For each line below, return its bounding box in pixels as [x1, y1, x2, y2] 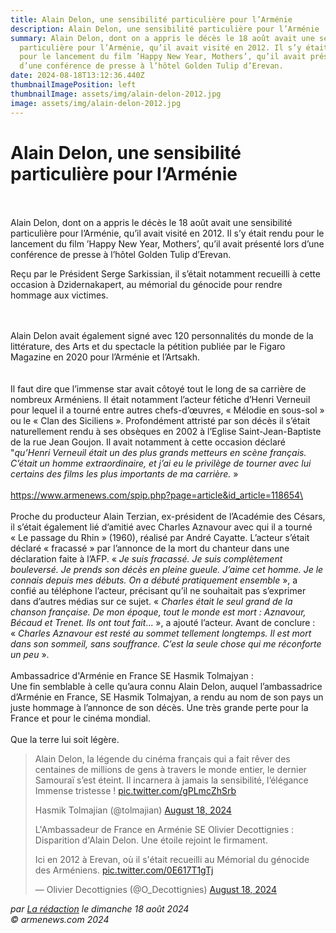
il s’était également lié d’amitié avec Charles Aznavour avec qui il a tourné [10, 521, 313, 533]
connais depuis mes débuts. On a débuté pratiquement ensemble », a [10, 574, 298, 586]
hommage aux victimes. [10, 289, 109, 301]
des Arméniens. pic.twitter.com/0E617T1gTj [34, 864, 214, 876]
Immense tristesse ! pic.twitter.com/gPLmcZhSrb [34, 785, 237, 797]
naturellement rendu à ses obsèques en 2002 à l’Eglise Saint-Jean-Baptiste [10, 426, 322, 438]
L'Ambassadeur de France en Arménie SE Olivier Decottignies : [34, 824, 295, 836]
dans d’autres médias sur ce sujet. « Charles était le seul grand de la [10, 596, 293, 608]
